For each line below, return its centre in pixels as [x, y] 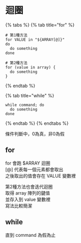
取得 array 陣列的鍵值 [28, 193]
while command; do [25, 105]
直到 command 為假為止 [31, 235]
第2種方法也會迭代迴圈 [29, 186]
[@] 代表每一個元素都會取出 [34, 169]
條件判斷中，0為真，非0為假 [35, 133]
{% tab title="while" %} [30, 95]
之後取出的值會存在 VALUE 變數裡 [40, 176]
